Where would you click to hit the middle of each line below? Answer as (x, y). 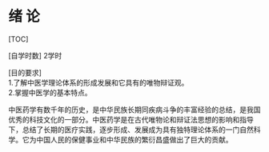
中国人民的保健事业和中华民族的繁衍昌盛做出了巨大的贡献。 (134, 139)
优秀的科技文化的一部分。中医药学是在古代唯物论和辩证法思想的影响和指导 (131, 119)
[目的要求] (25, 72)
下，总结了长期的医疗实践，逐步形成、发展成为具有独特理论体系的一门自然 (131, 130)
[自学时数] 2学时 (35, 55)
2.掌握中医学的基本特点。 (50, 92)
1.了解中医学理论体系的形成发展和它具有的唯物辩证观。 (98, 82)
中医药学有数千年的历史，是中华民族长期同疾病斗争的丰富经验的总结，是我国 (134, 110)
